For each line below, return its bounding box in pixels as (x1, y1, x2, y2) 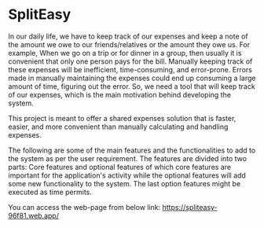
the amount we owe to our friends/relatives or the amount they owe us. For (8, 39, 251, 49)
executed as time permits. (8, 187, 92, 197)
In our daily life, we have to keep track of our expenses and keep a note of (8, 31, 249, 41)
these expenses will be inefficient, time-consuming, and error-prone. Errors (8, 64, 253, 74)
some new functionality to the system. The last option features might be (8, 178, 241, 188)
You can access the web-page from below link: (8, 202, 161, 211)
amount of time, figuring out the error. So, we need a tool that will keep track (8, 81, 255, 91)
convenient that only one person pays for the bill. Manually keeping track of (8, 57, 253, 66)
